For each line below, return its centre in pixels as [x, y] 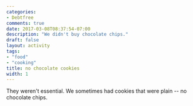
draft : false [23, 40]
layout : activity [28, 46]
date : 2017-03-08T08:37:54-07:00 [48, 29]
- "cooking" [21, 62]
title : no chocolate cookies [43, 68]
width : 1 [17, 74]
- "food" [17, 57]
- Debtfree [20, 18]
